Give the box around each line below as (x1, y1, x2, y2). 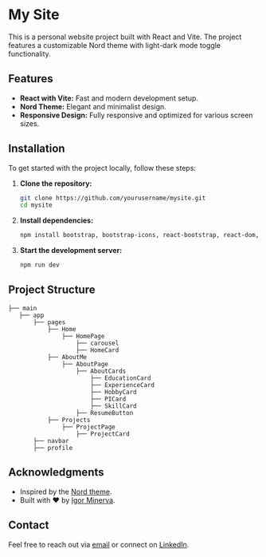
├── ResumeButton (76, 409, 134, 417)
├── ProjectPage (61, 423, 115, 431)
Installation (8, 142, 65, 156)
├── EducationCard (90, 373, 151, 382)
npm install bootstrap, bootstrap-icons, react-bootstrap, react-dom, (19, 231, 260, 239)
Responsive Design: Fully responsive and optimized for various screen (19, 110, 253, 120)
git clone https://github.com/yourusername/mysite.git (19, 194, 206, 202)
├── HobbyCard (90, 388, 137, 396)
